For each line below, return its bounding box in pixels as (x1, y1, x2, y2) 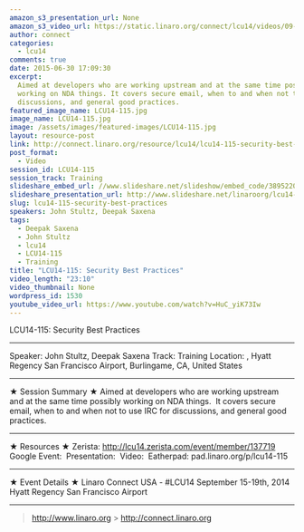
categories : (9, 38, 54, 48)
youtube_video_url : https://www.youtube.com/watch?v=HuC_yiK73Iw (9, 300, 261, 309)
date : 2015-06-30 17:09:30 (9, 64, 111, 73)
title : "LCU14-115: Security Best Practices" (9, 266, 184, 276)
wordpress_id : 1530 (9, 291, 83, 300)
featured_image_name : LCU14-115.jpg (9, 106, 147, 115)
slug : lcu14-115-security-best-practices (9, 198, 168, 208)
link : (9, 140, 30, 149)
